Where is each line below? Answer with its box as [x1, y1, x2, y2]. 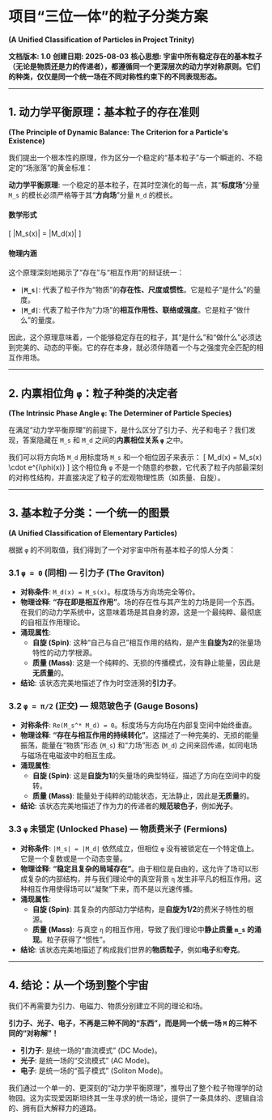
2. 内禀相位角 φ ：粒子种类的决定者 [8, 386, 178, 400]
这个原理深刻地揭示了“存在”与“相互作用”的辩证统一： [8, 268, 185, 278]
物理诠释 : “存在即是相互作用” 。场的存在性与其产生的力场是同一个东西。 [19, 597, 259, 607]
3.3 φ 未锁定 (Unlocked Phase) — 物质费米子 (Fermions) [8, 824, 228, 835]
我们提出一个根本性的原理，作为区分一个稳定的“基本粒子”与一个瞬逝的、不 [8, 152, 257, 162]
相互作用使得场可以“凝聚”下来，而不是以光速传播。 [27, 884, 198, 893]
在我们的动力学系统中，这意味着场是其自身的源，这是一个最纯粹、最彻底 [19, 607, 261, 617]
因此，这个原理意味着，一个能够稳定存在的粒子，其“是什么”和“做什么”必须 [8, 333, 255, 343]
